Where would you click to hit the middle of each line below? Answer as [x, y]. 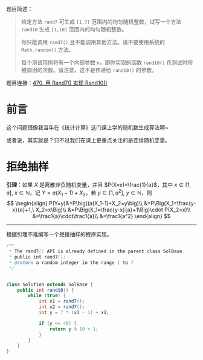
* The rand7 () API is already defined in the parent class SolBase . [97, 252]
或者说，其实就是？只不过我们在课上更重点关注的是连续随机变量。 [88, 140]
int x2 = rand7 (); [62, 307]
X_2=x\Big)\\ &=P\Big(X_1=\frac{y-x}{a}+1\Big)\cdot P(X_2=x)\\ [113, 210]
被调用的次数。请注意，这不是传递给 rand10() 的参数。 [89, 70]
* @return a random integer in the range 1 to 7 [71, 262]
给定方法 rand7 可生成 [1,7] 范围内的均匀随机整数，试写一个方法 [101, 22]
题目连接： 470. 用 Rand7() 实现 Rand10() [57, 83]
